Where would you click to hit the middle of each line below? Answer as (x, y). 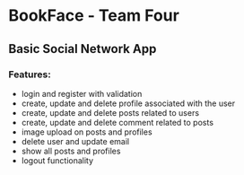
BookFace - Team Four (94, 16)
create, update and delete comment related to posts (118, 122)
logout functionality (57, 160)
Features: (30, 74)
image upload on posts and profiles (87, 132)
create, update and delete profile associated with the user (128, 103)
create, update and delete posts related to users (110, 112)
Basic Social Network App (83, 49)
